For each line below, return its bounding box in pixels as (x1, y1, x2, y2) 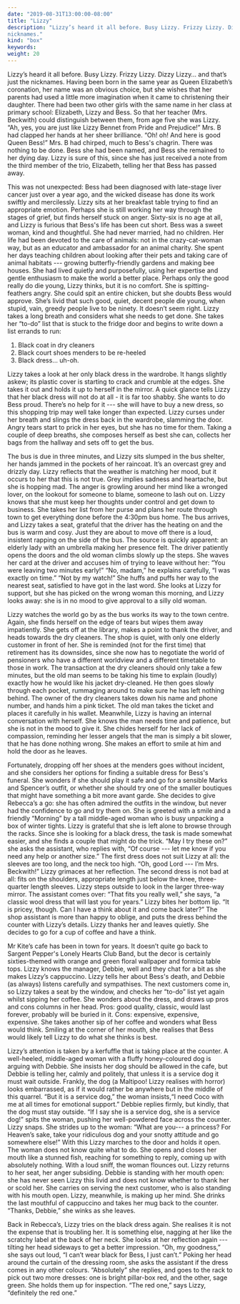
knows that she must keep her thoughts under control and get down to (7, 498, 215, 506)
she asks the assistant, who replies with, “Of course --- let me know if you (7, 844, 226, 853)
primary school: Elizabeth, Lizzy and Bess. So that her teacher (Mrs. (7, 108, 208, 117)
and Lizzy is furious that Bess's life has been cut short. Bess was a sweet (7, 220, 224, 229)
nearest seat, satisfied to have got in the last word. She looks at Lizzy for (7, 581, 221, 590)
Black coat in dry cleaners (17, 340, 95, 349)
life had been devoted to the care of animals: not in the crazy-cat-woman (7, 235, 223, 244)
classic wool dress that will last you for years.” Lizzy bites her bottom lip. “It (7, 897, 230, 906)
